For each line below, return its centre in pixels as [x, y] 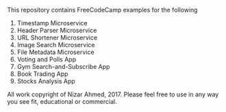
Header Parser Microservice [57, 30]
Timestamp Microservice [52, 23]
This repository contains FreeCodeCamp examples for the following [102, 10]
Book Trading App [42, 74]
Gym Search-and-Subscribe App [63, 67]
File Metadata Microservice [55, 52]
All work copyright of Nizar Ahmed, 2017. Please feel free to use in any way [113, 94]
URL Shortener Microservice [57, 38]
